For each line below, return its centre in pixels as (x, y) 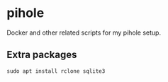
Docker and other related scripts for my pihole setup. (84, 33)
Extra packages (42, 55)
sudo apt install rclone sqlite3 (56, 71)
